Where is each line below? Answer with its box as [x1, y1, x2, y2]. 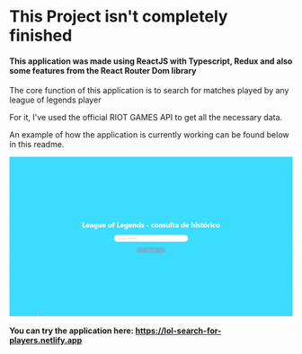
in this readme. [9, 139, 65, 150]
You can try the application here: [9, 325, 135, 336]
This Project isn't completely [9, 6, 228, 27]
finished [9, 25, 73, 46]
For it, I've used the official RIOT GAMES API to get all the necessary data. [9, 112, 283, 123]
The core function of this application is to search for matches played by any [9, 85, 289, 96]
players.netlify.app [9, 335, 83, 346]
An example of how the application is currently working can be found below [9, 129, 289, 140]
